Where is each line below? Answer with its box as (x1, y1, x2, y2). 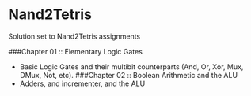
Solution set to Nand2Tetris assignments (8, 31, 141, 41)
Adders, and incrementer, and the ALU (19, 79, 146, 88)
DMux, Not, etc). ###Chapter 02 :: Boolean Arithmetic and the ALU (19, 70, 238, 79)
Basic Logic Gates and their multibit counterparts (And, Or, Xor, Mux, (19, 61, 244, 72)
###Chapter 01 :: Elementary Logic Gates (8, 46, 143, 56)
